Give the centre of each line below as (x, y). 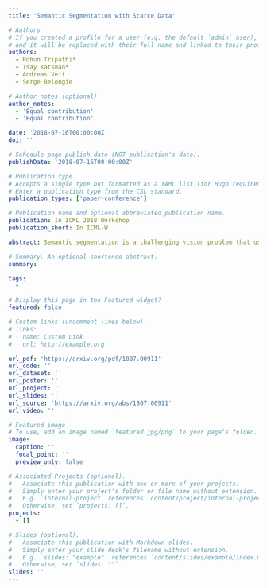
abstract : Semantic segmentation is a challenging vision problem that (129, 242)
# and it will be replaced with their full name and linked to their (126, 45)
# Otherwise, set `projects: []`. (69, 506)
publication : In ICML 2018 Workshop (69, 221)
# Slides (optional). (44, 535)
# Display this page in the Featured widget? (85, 300)
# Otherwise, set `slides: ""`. (66, 565)
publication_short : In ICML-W (58, 228)
